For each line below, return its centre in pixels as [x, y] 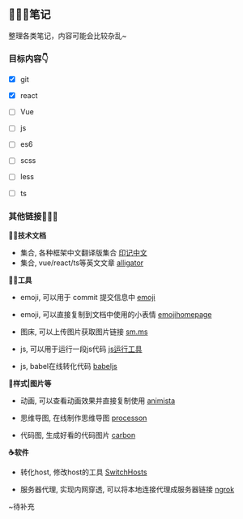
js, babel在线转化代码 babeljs [68, 366]
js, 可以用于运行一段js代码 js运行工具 [81, 349]
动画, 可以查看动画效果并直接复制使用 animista [98, 401]
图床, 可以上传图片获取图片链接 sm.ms [84, 332]
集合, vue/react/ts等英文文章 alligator [82, 263]
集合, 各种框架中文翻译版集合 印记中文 [83, 252]
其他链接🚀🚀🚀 [33, 216]
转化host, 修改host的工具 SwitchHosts [83, 472]
